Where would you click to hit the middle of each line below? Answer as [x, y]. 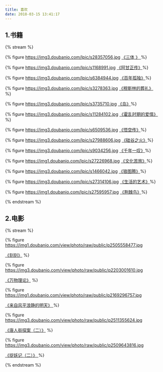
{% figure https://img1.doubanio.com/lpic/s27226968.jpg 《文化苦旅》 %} [79, 161]
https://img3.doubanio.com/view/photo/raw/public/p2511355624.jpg [74, 320]
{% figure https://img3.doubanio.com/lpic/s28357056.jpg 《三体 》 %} [76, 57]
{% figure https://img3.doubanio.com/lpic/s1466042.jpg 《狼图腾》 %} [76, 171]
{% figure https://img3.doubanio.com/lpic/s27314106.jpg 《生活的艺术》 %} [81, 182]
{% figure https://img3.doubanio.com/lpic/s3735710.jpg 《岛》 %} [71, 104]
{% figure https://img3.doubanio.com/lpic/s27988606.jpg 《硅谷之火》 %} [79, 140]
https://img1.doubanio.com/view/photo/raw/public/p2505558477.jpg [74, 245]
